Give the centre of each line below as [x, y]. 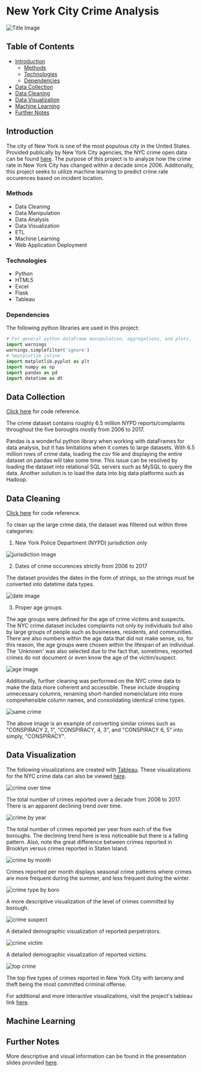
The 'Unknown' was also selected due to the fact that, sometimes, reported [100, 651]
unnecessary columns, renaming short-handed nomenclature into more [94, 694]
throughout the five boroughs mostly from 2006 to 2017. [76, 429]
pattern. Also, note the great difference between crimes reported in [89, 842]
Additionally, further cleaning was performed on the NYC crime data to [94, 681]
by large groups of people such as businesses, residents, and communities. [100, 632]
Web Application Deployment [51, 245]
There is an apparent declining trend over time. [64, 806]
